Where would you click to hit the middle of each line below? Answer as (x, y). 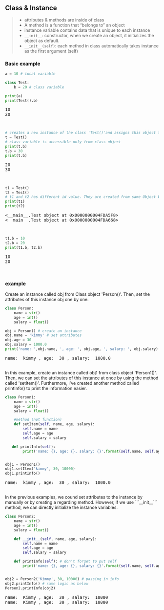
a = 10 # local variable (30, 74)
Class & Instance (31, 8)
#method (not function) (38, 420)
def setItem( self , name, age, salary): (54, 424)
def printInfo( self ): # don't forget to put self (65, 562)
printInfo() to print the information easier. (46, 388)
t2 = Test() (17, 193)
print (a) (14, 96)
